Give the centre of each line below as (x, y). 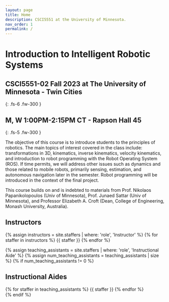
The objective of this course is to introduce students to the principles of (80, 142)
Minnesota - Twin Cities (44, 92)
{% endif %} (18, 294)
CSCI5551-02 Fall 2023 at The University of (76, 84)
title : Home (18, 15)
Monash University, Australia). (37, 206)
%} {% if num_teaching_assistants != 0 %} (50, 261)
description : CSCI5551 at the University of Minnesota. (66, 19)
